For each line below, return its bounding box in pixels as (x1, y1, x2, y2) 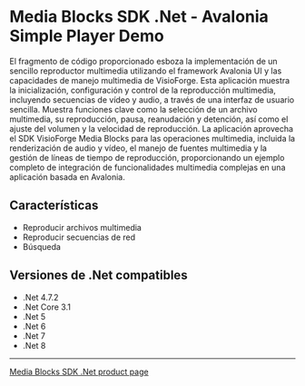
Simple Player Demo (9, 25, 165, 46)
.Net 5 (22, 311, 46, 322)
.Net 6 (22, 321, 46, 332)
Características (9, 198, 99, 213)
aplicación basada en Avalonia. (9, 171, 125, 183)
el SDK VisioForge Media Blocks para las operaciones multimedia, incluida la (9, 133, 296, 144)
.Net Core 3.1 (22, 302, 71, 312)
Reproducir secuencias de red (22, 232, 136, 242)
